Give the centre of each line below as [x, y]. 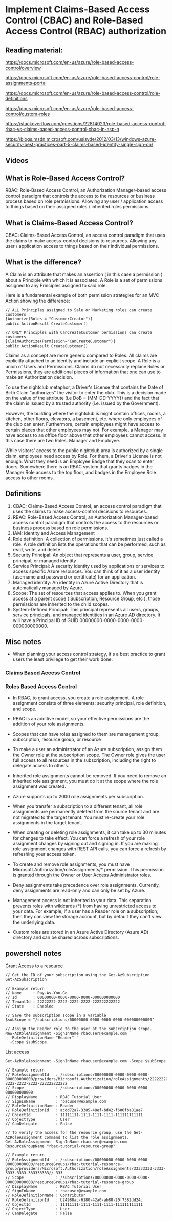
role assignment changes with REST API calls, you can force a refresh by [89, 849]
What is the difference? [44, 262]
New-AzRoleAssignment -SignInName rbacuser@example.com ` [68, 1033]
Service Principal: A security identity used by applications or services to [89, 566]
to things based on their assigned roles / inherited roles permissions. [78, 207]
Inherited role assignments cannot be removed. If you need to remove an [89, 775]
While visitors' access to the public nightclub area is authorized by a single [84, 450]
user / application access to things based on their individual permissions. [82, 246]
